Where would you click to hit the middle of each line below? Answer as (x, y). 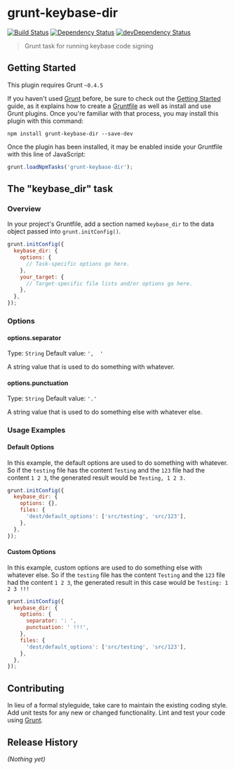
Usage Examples (36, 431)
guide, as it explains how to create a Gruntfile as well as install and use (109, 106)
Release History (43, 742)
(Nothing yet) (26, 759)
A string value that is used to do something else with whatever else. (105, 412)
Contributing (36, 688)
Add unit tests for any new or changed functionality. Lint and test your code (116, 712)
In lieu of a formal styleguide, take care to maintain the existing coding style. (117, 705)
